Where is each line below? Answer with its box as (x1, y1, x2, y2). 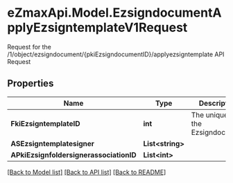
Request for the (7, 42, 52, 51)
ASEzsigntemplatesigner (10, 138, 95, 148)
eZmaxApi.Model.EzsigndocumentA (7, 5, 222, 21)
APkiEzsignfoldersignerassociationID (10, 150, 137, 159)
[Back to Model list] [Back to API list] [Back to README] (7, 168, 166, 176)
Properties (7, 78, 54, 90)
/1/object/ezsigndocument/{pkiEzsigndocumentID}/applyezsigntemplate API (7, 50, 225, 58)
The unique (191, 110, 229, 120)
